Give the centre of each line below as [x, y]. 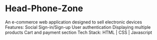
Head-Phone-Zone [44, 9]
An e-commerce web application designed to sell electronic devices [74, 22]
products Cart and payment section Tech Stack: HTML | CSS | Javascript [79, 32]
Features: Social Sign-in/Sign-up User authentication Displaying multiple [78, 27]
